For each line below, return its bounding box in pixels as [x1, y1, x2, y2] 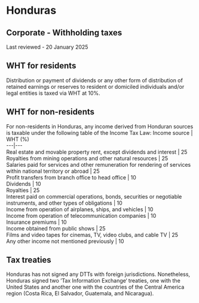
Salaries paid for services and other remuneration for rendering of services [6, 161, 191, 168]
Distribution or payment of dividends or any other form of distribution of [6, 76, 183, 84]
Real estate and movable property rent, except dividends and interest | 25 [6, 148, 188, 155]
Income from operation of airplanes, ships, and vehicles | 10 [6, 205, 154, 213]
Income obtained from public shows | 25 [6, 224, 106, 232]
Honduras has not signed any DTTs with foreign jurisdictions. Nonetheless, [6, 271, 190, 278]
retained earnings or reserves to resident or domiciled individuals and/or [6, 83, 185, 90]
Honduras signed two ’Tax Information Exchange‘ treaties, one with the [6, 277, 180, 284]
